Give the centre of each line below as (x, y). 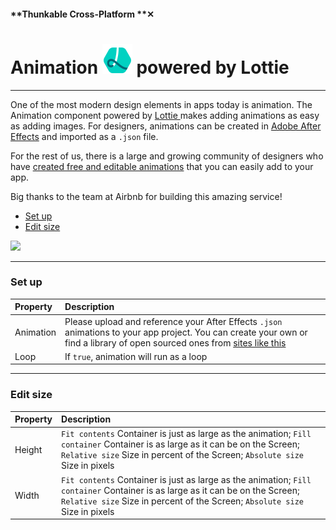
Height (28, 449)
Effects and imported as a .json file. (84, 136)
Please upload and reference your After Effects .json (173, 321)
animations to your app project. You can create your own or (186, 332)
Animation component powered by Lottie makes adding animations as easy (165, 115)
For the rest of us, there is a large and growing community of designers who (167, 156)
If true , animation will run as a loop (136, 356)
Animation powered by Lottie (150, 67)
